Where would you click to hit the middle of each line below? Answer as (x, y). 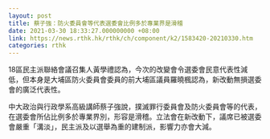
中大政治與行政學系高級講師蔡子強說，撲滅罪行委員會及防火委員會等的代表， (135, 107)
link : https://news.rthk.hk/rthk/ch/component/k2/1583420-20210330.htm (131, 38)
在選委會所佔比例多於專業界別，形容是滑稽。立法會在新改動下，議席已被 (128, 117)
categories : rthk (37, 46)
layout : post (30, 16)
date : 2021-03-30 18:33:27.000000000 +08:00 (84, 31)
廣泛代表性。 (43, 90)
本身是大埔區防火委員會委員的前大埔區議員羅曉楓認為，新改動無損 (138, 80)
